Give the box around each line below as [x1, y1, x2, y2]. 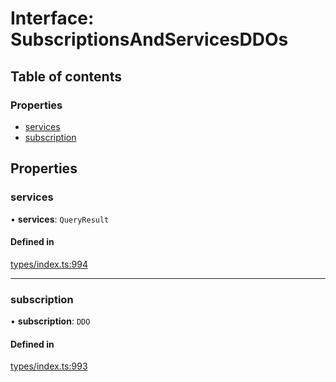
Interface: [10, 7, 95, 30]
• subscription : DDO [10, 315, 91, 327]
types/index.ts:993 [10, 360, 88, 372]
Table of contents [10, 68, 122, 85]
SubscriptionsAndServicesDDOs [10, 28, 289, 51]
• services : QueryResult [10, 213, 110, 225]
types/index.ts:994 [10, 258, 88, 270]
